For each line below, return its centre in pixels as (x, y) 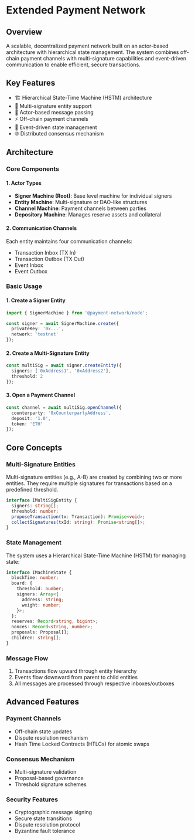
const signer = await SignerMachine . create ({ (62, 323)
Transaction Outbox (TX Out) (49, 259)
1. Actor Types (24, 183)
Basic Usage (24, 286)
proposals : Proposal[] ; (40, 632)
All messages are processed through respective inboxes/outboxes (94, 683)
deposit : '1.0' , (31, 418)
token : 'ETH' (27, 424)
